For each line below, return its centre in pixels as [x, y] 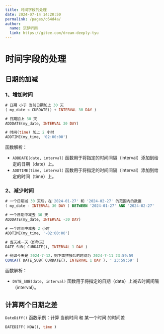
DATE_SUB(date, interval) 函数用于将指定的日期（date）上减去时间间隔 [85, 281]
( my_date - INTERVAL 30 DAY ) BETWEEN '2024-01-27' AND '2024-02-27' [80, 206]
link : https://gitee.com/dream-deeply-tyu [54, 33]
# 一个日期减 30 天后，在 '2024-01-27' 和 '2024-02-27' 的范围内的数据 [73, 201]
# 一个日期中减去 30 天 [27, 215]
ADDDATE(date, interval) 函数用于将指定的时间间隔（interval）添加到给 [85, 158]
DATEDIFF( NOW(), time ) [31, 327]
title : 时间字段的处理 [26, 10]
